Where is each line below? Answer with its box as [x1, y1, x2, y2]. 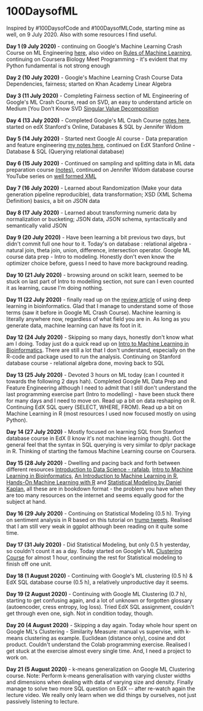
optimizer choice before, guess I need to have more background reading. [6, 259, 189, 267]
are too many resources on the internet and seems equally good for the [6, 491, 184, 499]
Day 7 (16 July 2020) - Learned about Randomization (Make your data [6, 184, 182, 191]
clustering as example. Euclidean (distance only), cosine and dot [24, 634, 186, 642]
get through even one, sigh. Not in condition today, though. [6, 610, 153, 617]
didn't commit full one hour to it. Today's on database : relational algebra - [6, 240, 192, 247]
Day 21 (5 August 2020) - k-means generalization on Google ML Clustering [6, 665, 195, 673]
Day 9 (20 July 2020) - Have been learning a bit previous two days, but [6, 233, 186, 241]
